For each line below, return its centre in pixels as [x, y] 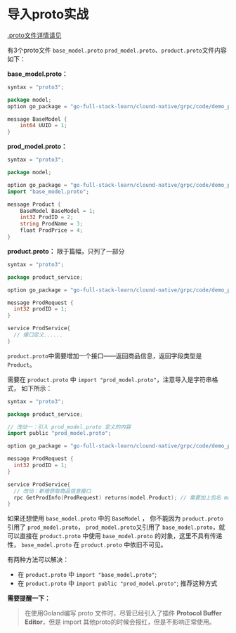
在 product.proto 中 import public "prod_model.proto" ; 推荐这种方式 [117, 583]
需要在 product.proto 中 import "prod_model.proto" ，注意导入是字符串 [110, 379]
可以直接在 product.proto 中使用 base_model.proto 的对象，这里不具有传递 [115, 536]
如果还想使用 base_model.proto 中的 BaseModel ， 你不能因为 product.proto [115, 518]
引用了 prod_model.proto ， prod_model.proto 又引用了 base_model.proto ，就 [116, 527]
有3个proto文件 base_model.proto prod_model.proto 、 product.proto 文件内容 [117, 50]
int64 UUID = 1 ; [44, 126]
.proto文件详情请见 [34, 35]
